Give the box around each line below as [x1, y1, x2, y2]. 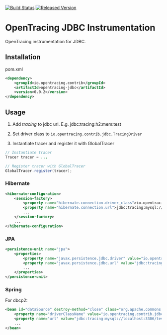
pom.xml [5, 66, 23, 72]
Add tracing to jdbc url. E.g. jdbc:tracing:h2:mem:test [12, 121, 122, 127]
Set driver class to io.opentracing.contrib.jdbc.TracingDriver [12, 131, 143, 137]
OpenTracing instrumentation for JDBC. [5, 38, 86, 44]
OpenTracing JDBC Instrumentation [5, 22, 156, 33]
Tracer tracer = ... [5, 155, 48, 160]
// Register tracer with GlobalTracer [5, 164, 85, 168]
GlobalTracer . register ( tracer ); [5, 168, 72, 173]
